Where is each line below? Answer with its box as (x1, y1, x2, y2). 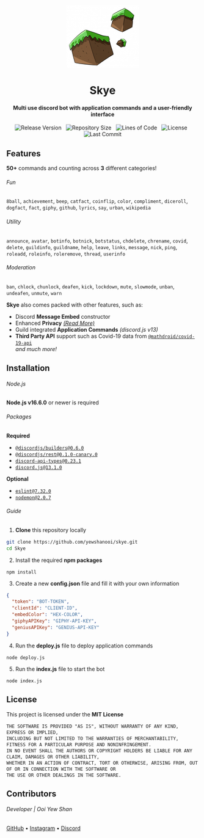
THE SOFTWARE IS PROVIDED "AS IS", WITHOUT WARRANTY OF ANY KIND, (6, 723, 179, 729)
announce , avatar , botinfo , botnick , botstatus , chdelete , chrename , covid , (6, 237, 188, 244)
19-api (15, 340, 32, 346)
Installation (6, 363, 50, 374)
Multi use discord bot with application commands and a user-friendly (13, 104, 192, 111)
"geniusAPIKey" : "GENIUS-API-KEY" (12, 624, 100, 630)
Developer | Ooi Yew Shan (6, 806, 72, 813)
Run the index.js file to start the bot (15, 665, 105, 672)
